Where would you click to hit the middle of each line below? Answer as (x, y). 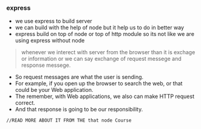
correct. (25, 103)
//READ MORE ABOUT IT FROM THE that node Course (69, 120)
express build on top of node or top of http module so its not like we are (104, 34)
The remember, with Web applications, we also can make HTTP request (104, 96)
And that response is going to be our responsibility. (79, 110)
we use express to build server (53, 21)
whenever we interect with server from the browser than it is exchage (108, 52)
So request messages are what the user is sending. (79, 77)
